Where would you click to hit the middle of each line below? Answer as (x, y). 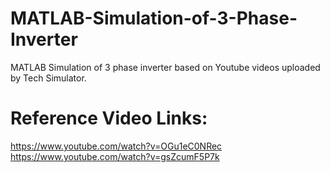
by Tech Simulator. (48, 78)
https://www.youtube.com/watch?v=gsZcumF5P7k (115, 156)
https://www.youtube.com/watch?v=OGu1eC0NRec (116, 146)
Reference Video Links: (109, 118)
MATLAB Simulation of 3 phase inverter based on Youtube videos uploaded (165, 67)
